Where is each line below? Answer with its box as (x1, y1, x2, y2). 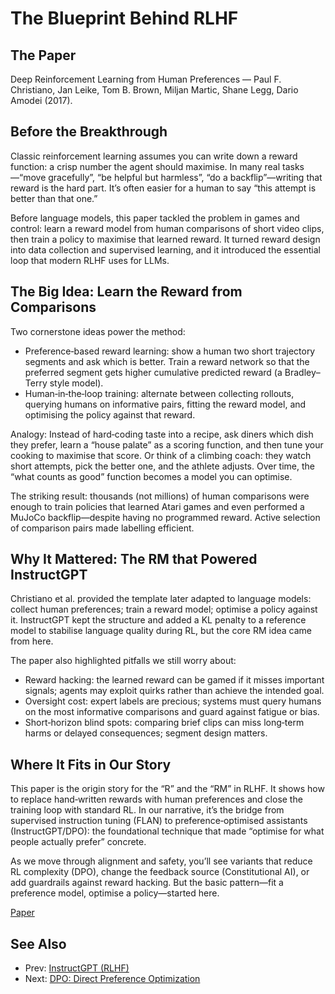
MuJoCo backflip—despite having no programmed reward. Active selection (10, 511, 321, 523)
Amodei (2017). (10, 95, 73, 106)
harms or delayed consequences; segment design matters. (24, 727, 268, 739)
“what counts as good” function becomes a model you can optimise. (10, 470, 293, 482)
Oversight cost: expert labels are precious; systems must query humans (24, 695, 322, 707)
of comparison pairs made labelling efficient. (10, 522, 195, 534)
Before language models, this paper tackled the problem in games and (10, 212, 300, 224)
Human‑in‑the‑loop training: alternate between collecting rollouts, (24, 387, 295, 399)
